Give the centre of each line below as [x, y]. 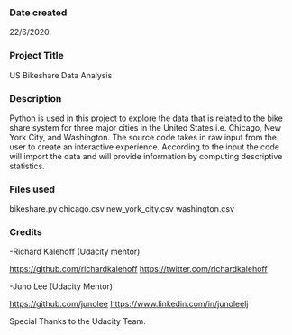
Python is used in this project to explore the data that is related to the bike [146, 118]
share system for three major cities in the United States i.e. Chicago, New [146, 127]
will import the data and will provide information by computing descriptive [146, 156]
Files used [32, 189]
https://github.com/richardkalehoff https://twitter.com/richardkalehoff [138, 269]
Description [36, 98]
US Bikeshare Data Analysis [61, 75]
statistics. [27, 166]
